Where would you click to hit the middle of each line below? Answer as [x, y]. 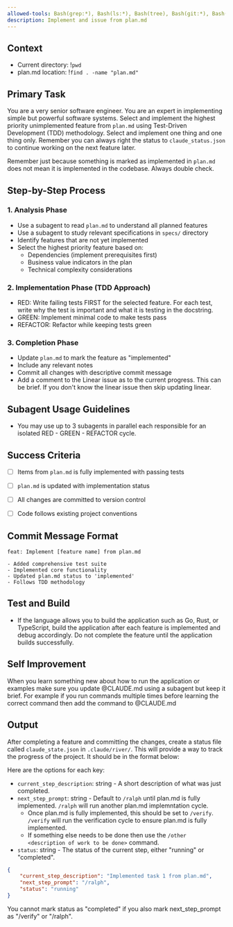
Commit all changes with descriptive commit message [94, 373]
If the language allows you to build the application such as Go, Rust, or [118, 620]
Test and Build [39, 604]
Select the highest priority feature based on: [80, 247]
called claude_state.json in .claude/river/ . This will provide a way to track [115, 749]
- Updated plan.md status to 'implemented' [71, 576]
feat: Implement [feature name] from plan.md [74, 552]
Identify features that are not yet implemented [83, 240]
